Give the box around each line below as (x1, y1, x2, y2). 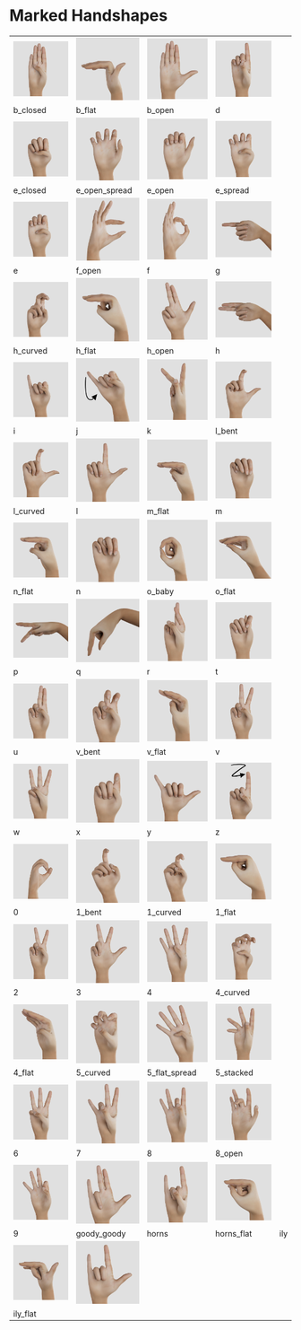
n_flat (13, 585, 34, 597)
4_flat (13, 1067, 34, 1078)
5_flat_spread (146, 1067, 197, 1078)
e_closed (13, 185, 47, 196)
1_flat (214, 907, 236, 918)
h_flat (75, 345, 97, 355)
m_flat (146, 505, 170, 516)
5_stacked (214, 1067, 254, 1078)
